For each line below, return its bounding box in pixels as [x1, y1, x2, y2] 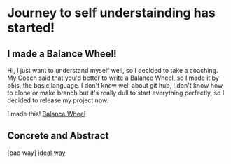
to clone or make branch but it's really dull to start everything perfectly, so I [7, 89, 225, 97]
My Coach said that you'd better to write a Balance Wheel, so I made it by [7, 74, 219, 82]
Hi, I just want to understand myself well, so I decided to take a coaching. [7, 67, 218, 74]
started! [7, 20, 55, 36]
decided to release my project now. [7, 96, 109, 104]
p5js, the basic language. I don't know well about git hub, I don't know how [7, 81, 223, 89]
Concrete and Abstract [7, 130, 109, 142]
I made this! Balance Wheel [7, 110, 86, 118]
